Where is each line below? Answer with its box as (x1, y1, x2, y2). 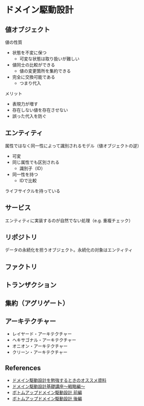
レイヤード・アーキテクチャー (12, 331, 72, 337)
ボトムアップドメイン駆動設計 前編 (12, 389, 82, 396)
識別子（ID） (19, 165, 45, 171)
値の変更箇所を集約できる (19, 68, 71, 74)
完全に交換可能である (12, 74, 55, 80)
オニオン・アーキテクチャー (12, 343, 68, 349)
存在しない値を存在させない (12, 107, 68, 113)
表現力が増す (12, 101, 38, 107)
